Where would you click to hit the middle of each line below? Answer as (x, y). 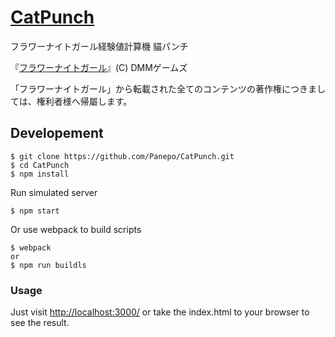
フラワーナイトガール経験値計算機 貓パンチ (99, 46)
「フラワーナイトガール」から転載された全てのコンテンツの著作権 (146, 88)
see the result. (40, 323)
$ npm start (35, 211)
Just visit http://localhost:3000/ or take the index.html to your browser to (160, 312)
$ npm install (40, 174)
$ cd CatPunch (40, 165)
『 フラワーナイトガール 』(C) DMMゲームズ (99, 67)
